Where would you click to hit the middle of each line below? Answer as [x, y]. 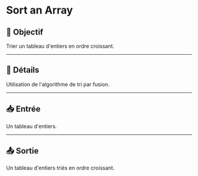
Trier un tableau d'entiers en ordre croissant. [60, 46]
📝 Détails [23, 70]
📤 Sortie [22, 151]
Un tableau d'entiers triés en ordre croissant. [60, 168]
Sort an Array [39, 10]
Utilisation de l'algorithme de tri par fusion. [58, 84]
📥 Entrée [24, 109]
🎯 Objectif [25, 32]
